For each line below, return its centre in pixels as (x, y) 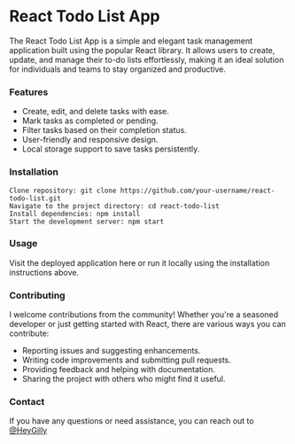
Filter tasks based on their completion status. (105, 130)
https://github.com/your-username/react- (198, 191)
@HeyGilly (28, 431)
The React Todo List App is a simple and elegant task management (131, 41)
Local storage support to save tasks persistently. (111, 149)
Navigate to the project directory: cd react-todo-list (114, 206)
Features (29, 92)
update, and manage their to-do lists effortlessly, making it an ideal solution (147, 59)
